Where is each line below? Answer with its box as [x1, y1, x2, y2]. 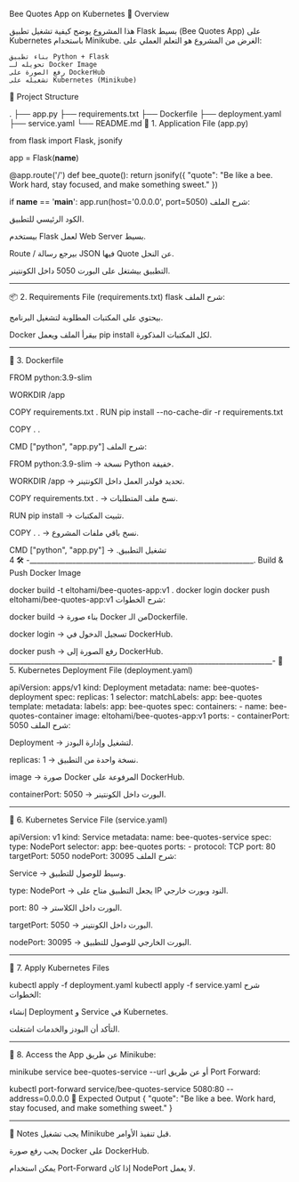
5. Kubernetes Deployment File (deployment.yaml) [9, 665, 193, 676]
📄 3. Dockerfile [9, 355, 64, 365]
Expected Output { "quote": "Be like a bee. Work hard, [78, 1093, 276, 1104]
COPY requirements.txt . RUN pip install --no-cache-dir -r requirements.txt [9, 407, 284, 417]
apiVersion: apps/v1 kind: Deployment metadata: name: [9, 682, 212, 692]
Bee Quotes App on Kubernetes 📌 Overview [9, 9, 170, 19]
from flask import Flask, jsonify [9, 135, 123, 146]
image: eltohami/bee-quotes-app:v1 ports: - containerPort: [74, 710, 290, 721]
